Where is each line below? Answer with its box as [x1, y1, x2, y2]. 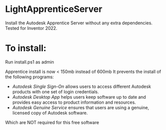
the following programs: [5, 73, 54, 80]
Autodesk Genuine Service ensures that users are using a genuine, [12, 104, 149, 110]
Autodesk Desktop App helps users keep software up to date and [12, 94, 146, 100]
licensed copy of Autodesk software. [12, 110, 88, 116]
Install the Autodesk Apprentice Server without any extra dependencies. [5, 20, 153, 26]
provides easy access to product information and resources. [12, 99, 136, 105]
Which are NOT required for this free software [5, 119, 99, 125]
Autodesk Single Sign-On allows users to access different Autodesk [12, 83, 152, 89]
